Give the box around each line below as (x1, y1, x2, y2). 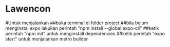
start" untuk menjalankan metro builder (5, 36, 88, 42)
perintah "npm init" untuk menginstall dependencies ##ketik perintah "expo (5, 30, 165, 36)
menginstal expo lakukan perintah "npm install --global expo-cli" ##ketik (5, 25, 159, 31)
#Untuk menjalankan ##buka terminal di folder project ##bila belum (5, 20, 148, 26)
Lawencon (5, 3, 51, 15)
